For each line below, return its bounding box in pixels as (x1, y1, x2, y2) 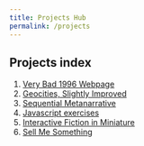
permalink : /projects (9, 22, 91, 31)
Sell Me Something (22, 127, 93, 138)
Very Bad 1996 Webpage (22, 78, 115, 90)
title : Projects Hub (9, 13, 87, 23)
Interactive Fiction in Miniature (22, 117, 135, 128)
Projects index (9, 55, 92, 70)
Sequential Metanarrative (22, 98, 117, 109)
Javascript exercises (22, 107, 100, 118)
